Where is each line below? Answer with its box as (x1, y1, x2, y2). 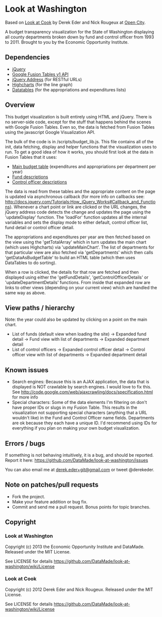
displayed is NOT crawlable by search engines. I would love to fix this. (12, 384, 151, 390)
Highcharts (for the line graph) (12, 82, 73, 87)
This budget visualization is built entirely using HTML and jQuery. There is (5, 114, 152, 119)
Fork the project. (12, 494, 45, 500)
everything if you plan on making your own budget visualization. (12, 425, 140, 431)
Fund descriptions (12, 174, 48, 180)
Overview (5, 101, 35, 109)
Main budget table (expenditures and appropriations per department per (12, 164, 156, 169)
